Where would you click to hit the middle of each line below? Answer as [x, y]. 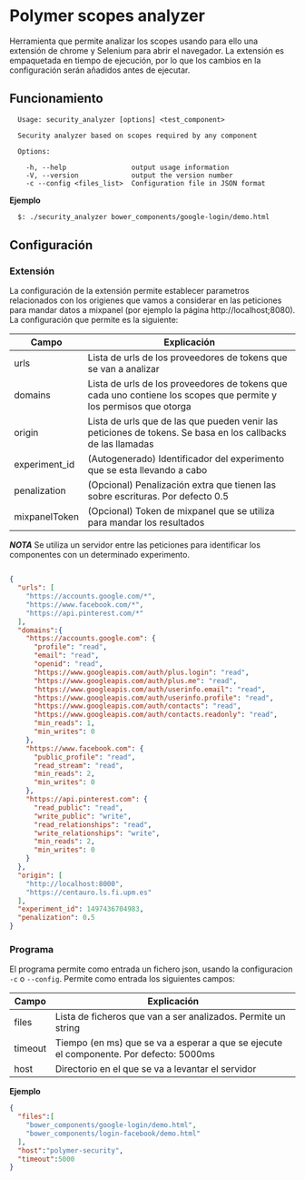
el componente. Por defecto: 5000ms [135, 1054]
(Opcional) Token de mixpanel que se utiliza [181, 511]
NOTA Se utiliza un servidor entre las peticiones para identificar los [135, 545]
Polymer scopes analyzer [108, 16]
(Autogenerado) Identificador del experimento [186, 459]
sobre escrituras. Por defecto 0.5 [158, 497]
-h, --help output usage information [128, 167]
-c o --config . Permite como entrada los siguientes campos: [123, 979]
